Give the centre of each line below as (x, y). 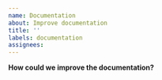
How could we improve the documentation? (81, 67)
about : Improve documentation (58, 23)
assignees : (26, 45)
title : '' (24, 30)
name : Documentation (42, 15)
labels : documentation (45, 38)
